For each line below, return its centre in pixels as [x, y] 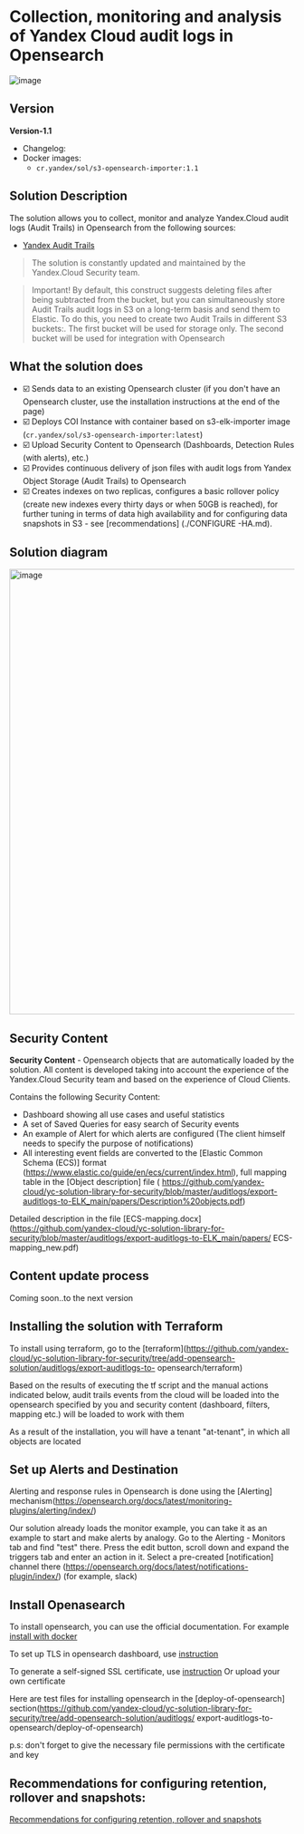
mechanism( [33, 1501]
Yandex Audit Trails [58, 245]
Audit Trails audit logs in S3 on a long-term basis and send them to [156, 309]
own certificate [38, 1681]
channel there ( [38, 1567]
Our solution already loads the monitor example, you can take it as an [138, 1528]
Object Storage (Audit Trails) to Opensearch [104, 481]
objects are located [45, 1441]
